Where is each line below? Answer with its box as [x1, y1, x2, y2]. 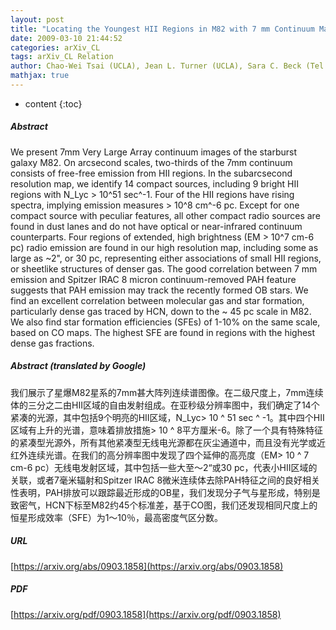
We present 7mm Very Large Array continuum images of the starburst [10, 146, 297, 158]
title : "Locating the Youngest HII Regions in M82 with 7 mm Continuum [10, 24, 315, 34]
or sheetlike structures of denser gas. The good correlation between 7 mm [10, 262, 318, 275]
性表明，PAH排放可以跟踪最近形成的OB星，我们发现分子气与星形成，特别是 [10, 486, 321, 498]
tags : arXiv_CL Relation [10, 52, 114, 62]
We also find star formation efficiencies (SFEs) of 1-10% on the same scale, [10, 316, 321, 328]
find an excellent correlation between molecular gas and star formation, [10, 294, 305, 306]
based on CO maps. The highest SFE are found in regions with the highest [10, 326, 316, 338]
